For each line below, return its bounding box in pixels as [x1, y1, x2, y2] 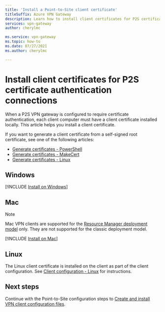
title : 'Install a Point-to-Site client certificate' [5, 7, 118, 12]
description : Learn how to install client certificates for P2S [5, 16, 139, 21]
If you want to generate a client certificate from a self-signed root [5, 131, 137, 137]
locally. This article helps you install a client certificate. [5, 121, 116, 127]
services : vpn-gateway [5, 21, 52, 26]
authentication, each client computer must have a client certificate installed [5, 117, 157, 122]
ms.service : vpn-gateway [5, 35, 56, 39]
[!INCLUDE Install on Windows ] [5, 184, 68, 190]
